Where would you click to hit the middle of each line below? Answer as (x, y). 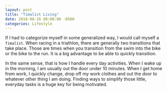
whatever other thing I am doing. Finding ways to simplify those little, (76, 79)
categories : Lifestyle (29, 24)
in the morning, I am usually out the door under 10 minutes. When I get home (84, 69)
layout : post (19, 10)
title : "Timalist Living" (32, 14)
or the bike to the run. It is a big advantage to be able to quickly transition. (81, 54)
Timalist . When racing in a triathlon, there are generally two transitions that (83, 43)
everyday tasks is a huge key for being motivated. (56, 85)
